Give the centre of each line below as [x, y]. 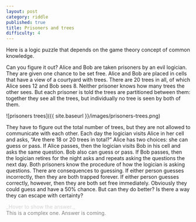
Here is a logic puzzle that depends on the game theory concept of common [98, 50]
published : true [26, 22]
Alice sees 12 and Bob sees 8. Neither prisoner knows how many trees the [95, 86]
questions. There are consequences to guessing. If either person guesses [95, 171]
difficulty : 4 [23, 33]
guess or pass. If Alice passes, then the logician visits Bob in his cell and [93, 146]
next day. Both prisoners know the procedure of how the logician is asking [96, 165]
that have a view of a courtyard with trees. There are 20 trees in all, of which [98, 80]
